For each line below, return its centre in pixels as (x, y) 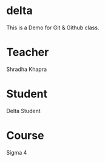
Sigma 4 (17, 152)
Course (25, 136)
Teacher (28, 52)
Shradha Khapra (27, 69)
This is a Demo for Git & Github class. (53, 28)
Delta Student (23, 111)
